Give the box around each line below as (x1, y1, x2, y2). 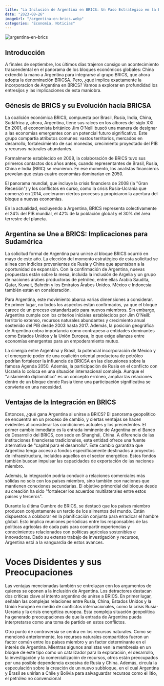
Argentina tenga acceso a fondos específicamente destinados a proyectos (5, 447, 155, 453)
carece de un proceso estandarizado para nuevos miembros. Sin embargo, (5, 307, 156, 313)
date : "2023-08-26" (5, 12, 45, 17)
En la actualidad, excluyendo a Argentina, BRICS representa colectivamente (5, 205, 157, 211)
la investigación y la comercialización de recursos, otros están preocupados (5, 655, 158, 661)
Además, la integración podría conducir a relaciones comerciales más (5, 473, 145, 479)
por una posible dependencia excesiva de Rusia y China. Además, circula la (5, 660, 157, 666)
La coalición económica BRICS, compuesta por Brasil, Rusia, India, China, (5, 114, 153, 120)
